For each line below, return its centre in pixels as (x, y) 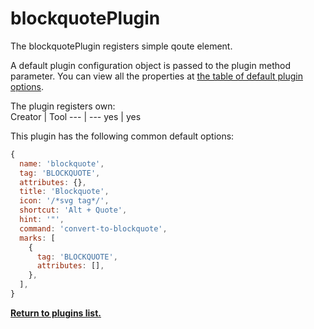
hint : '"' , (42, 220)
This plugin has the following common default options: (122, 136)
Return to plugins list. (56, 313)
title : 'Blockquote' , (64, 192)
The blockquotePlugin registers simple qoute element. (121, 46)
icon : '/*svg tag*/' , (64, 201)
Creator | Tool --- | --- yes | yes (76, 116)
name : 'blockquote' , (62, 163)
